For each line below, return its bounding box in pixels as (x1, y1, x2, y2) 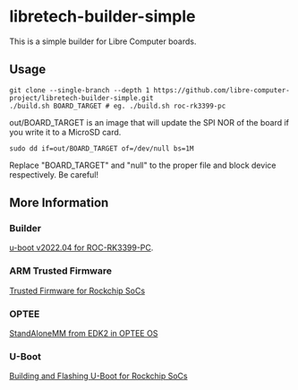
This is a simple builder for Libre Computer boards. (9, 36, 197, 47)
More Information (9, 195, 109, 211)
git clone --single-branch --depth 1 (9, 85, 150, 95)
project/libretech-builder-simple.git (9, 93, 154, 102)
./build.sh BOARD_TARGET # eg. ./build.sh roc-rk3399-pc (9, 101, 226, 110)
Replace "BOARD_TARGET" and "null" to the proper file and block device (9, 160, 277, 170)
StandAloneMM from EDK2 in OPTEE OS (9, 328, 158, 339)
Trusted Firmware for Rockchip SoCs (9, 285, 146, 296)
